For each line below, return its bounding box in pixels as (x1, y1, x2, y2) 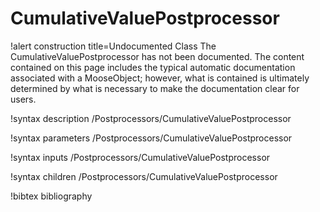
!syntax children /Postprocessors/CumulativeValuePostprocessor (10, 170, 278, 182)
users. (10, 93, 37, 105)
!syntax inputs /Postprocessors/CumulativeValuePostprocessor (10, 151, 271, 163)
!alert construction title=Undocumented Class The (10, 40, 217, 52)
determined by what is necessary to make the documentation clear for (10, 82, 300, 94)
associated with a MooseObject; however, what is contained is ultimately (10, 72, 310, 84)
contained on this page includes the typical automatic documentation (10, 61, 296, 73)
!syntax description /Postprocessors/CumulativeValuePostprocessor (10, 112, 292, 124)
